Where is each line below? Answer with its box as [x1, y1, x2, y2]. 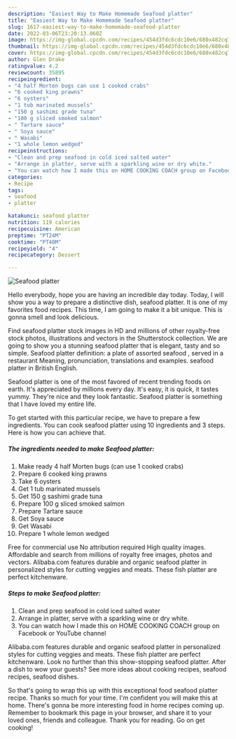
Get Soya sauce [18, 514, 64, 523]
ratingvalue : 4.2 [8, 63, 59, 70]
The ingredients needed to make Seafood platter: [8, 444, 155, 453]
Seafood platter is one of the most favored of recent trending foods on [8, 377, 211, 386]
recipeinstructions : [8, 148, 69, 155]
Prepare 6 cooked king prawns [18, 470, 107, 478]
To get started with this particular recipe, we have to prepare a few [8, 414, 200, 422]
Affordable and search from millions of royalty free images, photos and [8, 551, 212, 559]
